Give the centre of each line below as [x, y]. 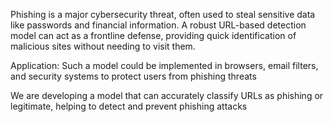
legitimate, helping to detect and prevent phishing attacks [129, 106]
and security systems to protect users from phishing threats [133, 76]
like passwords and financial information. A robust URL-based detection [158, 25]
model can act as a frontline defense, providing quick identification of [153, 35]
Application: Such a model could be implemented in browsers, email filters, [164, 65]
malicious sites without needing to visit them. [103, 46]
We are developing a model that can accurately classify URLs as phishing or [167, 95]
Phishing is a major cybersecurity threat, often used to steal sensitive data [163, 14]
